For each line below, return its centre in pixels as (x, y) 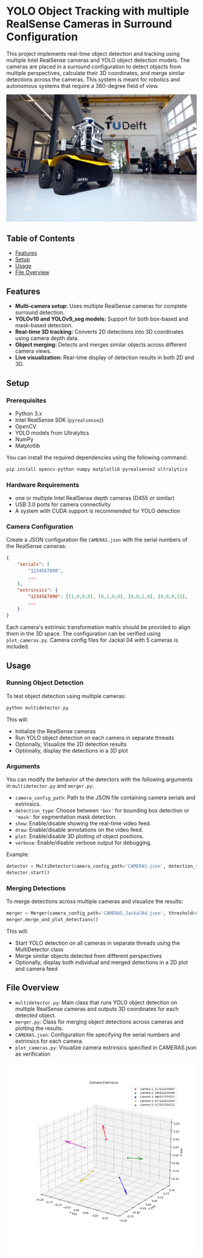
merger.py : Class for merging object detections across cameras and (99, 1022)
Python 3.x (28, 413)
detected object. (35, 1015)
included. (18, 647)
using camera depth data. (47, 338)
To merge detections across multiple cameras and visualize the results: (95, 902)
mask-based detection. (44, 325)
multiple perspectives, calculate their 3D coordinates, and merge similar (96, 73)
